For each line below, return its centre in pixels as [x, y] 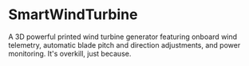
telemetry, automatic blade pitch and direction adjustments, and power [125, 45]
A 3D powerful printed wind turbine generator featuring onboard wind [123, 37]
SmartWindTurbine [73, 15]
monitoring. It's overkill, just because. [70, 53]
